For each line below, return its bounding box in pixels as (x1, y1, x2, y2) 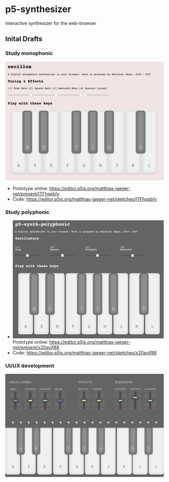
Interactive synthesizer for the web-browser (5, 20, 97, 26)
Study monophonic (5, 50, 53, 57)
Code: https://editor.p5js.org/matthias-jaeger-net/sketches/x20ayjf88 (12, 350, 157, 356)
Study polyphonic (5, 209, 50, 216)
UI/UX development (5, 362, 54, 369)
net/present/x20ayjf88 (12, 344, 59, 350)
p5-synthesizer (5, 4, 71, 15)
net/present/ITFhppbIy (12, 191, 59, 197)
